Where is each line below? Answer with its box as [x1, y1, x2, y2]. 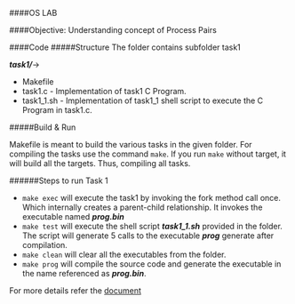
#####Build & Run [9, 122, 76, 132]
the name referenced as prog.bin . [21, 268, 147, 278]
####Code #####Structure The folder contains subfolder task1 [9, 42, 242, 52]
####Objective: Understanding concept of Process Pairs [9, 25, 218, 35]
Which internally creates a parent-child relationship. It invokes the [21, 202, 263, 212]
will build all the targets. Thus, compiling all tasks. [9, 158, 191, 168]
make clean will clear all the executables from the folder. [21, 249, 227, 260]
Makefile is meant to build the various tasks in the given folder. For [9, 140, 252, 149]
